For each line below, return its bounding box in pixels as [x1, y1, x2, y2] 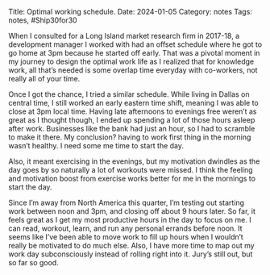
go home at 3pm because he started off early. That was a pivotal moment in [8, 48, 260, 57]
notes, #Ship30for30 [8, 15, 78, 25]
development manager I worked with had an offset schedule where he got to [8, 40, 263, 49]
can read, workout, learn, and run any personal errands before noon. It [8, 223, 243, 233]
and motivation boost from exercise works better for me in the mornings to [8, 173, 256, 183]
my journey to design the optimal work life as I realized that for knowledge [8, 56, 255, 66]
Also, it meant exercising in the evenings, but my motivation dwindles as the [8, 156, 260, 166]
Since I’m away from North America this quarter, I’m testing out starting [8, 198, 244, 207]
